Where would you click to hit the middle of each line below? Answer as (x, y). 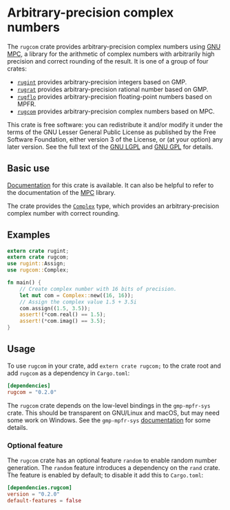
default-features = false (44, 500)
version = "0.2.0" (33, 494)
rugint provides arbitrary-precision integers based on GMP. (102, 82)
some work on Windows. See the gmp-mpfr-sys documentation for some (109, 420)
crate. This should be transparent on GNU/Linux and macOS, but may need (113, 413)
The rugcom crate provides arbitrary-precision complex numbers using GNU (114, 46)
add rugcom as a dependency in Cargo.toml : (69, 373)
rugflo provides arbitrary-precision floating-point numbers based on (114, 96)
